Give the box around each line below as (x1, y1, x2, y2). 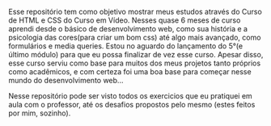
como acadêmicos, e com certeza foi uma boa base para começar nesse (8, 67, 252, 76)
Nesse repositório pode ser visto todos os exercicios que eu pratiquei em (8, 91, 252, 100)
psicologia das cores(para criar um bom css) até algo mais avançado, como (8, 32, 261, 42)
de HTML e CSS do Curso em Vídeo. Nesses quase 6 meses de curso (8, 15, 241, 25)
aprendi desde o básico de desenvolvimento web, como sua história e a (8, 24, 248, 33)
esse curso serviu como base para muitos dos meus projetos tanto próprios (8, 58, 261, 68)
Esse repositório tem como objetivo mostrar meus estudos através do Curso (8, 7, 263, 16)
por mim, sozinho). (8, 108, 71, 118)
